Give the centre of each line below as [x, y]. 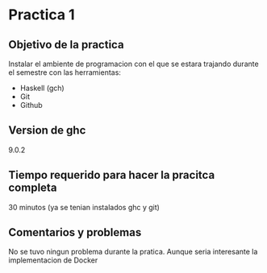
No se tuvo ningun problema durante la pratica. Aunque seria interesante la [133, 252]
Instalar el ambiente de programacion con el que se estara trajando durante [134, 64]
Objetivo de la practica [66, 45]
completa [33, 188]
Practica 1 [42, 15]
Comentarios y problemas [75, 232]
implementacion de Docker [53, 260]
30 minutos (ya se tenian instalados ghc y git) [84, 207]
